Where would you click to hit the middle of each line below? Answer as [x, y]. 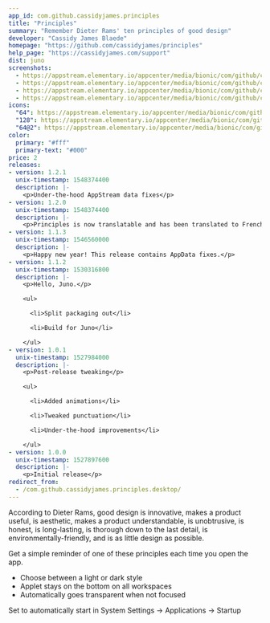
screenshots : [30, 68]
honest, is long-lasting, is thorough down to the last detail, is [108, 529]
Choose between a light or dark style [81, 577]
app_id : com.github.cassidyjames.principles [84, 16]
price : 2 [23, 157]
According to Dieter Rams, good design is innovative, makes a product [125, 512]
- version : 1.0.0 [37, 452]
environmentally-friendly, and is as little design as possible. [106, 538]
